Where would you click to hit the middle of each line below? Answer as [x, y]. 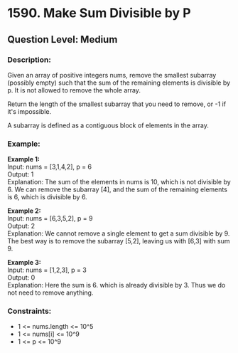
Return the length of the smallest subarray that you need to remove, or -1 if [117, 104]
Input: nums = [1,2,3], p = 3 [47, 270]
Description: [29, 60]
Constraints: [29, 311]
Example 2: [24, 211]
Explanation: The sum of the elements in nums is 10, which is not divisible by [119, 182]
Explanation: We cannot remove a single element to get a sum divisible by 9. [119, 233]
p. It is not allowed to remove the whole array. [74, 90]
